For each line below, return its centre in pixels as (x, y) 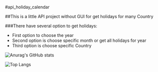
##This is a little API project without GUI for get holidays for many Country (79, 16)
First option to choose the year (43, 35)
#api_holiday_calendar (27, 7)
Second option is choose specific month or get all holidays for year (79, 40)
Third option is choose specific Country (52, 45)
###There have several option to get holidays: (51, 26)
